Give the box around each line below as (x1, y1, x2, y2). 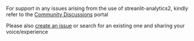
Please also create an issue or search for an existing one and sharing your (6, 23, 185, 29)
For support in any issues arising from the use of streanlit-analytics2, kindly (6, 5, 189, 12)
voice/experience (6, 28, 49, 35)
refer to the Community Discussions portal (6, 11, 108, 18)
